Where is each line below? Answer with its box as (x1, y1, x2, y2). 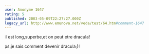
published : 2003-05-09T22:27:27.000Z (4, 16, 81, 21)
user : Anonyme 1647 (4, 7, 44, 12)
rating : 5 (4, 12, 25, 17)
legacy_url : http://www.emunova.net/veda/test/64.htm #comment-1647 (4, 20, 145, 26)
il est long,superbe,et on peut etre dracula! (4, 34, 91, 40)
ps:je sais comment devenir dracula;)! (4, 43, 80, 49)
